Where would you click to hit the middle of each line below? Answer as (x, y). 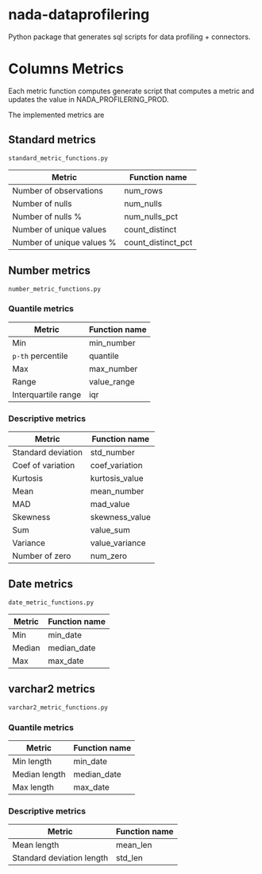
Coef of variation (44, 466)
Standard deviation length (60, 858)
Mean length (36, 845)
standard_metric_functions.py (58, 158)
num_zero (108, 556)
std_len (129, 858)
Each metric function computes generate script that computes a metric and (131, 91)
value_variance (118, 543)
